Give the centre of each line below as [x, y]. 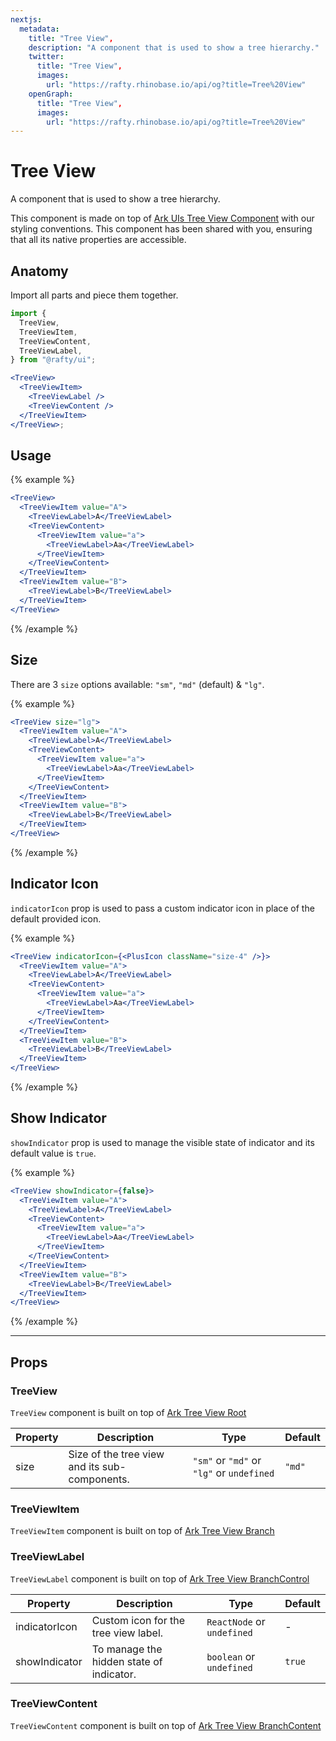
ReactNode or [236, 1621]
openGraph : [51, 94]
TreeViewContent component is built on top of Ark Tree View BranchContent [166, 1725]
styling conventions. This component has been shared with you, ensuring [161, 229]
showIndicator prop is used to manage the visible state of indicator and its [162, 1142]
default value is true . [53, 1153]
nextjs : [26, 19]
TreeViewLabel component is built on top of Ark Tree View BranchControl [160, 1578]
